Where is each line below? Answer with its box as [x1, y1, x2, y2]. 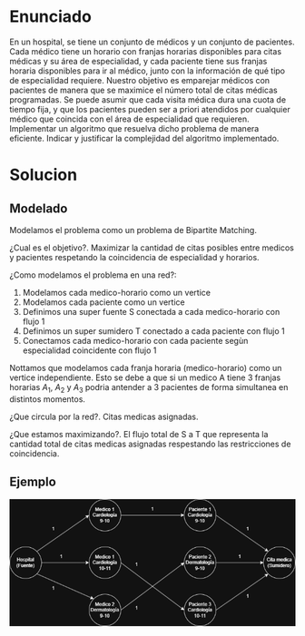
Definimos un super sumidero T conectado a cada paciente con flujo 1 [22, 325, 285, 337]
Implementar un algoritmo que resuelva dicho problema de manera [9, 122, 260, 133]
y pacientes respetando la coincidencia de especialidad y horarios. [9, 251, 261, 262]
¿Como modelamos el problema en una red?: [9, 269, 177, 280]
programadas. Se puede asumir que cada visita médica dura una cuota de [9, 93, 287, 105]
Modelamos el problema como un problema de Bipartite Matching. [9, 224, 257, 235]
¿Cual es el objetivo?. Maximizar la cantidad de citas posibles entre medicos [9, 242, 295, 253]
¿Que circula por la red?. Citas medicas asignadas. [9, 411, 199, 422]
